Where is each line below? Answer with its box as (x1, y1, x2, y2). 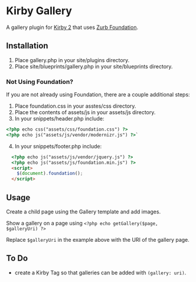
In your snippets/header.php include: (14, 115, 104, 122)
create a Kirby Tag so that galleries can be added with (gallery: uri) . (14, 269, 187, 276)
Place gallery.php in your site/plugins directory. (14, 56, 130, 63)
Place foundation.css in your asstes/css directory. (14, 102, 136, 110)
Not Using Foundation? (6, 77, 74, 86)
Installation (6, 41, 48, 51)
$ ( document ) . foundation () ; (17, 170, 83, 177)
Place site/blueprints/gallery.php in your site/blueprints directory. (14, 63, 173, 70)
